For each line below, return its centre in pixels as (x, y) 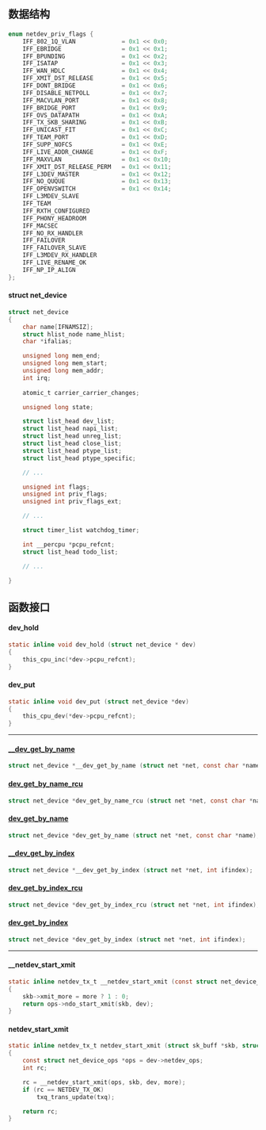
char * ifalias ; (47, 342)
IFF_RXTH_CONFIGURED (56, 211)
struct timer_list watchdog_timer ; (81, 531)
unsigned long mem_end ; (62, 356)
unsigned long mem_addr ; (63, 371)
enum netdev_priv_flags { (51, 34)
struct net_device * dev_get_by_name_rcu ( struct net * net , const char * (131, 801)
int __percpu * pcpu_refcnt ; (68, 544)
